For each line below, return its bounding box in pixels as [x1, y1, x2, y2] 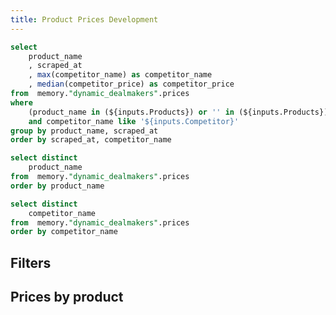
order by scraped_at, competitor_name [10, 135, 172, 145]
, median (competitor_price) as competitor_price [28, 79, 235, 90]
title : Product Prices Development [10, 14, 159, 25]
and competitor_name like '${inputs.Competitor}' [28, 116, 240, 126]
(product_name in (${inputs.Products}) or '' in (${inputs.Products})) [28, 107, 333, 117]
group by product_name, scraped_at [10, 126, 159, 136]
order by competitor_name [10, 227, 118, 237]
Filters [10, 254, 52, 271]
